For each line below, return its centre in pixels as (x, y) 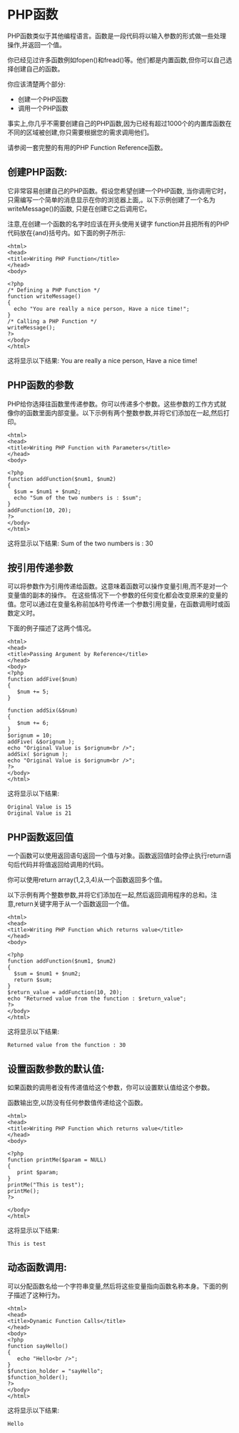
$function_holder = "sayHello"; (55, 1371)
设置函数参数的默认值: (56, 1069)
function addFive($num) (43, 680)
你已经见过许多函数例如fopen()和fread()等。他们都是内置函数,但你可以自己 (117, 60)
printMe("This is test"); (46, 1185)
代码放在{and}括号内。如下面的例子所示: (67, 232)
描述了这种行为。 (39, 1295)
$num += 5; (33, 692)
